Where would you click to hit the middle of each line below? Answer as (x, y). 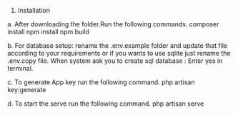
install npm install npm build (48, 32)
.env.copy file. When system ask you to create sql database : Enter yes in (115, 61)
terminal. (20, 68)
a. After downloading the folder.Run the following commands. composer (113, 24)
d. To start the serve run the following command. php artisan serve (106, 104)
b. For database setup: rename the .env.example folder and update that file (118, 45)
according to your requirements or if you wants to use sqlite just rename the (119, 53)
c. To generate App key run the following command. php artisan (101, 82)
